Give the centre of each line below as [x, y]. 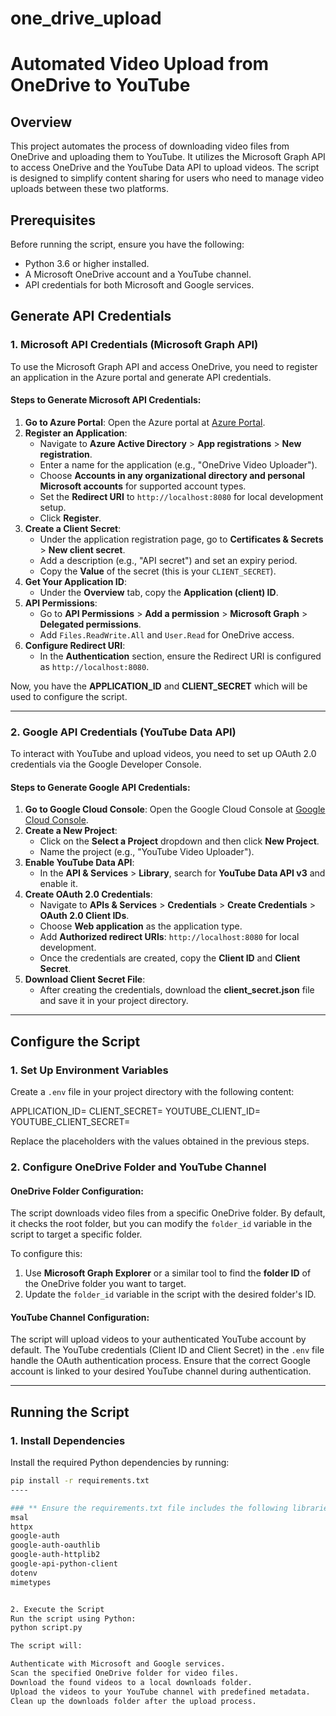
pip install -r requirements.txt [80, 1481]
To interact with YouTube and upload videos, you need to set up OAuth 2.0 [163, 754]
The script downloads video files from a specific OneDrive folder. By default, [168, 1213]
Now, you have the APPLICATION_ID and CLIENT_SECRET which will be [159, 686]
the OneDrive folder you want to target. [105, 1284]
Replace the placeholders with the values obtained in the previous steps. [160, 1141]
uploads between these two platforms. [90, 189]
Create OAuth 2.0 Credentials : [88, 894]
